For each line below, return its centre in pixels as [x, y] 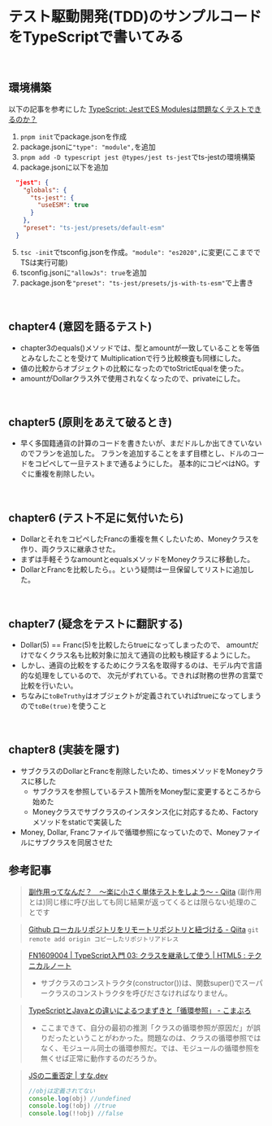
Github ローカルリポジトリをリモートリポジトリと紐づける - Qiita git [144, 929]
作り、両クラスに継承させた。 [70, 549]
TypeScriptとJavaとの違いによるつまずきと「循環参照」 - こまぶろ [140, 1010]
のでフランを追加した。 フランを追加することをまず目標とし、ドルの [135, 454]
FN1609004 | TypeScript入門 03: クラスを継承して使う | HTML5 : [137, 955]
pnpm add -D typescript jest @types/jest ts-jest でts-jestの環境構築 [138, 156]
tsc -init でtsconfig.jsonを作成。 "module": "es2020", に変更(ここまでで [140, 252]
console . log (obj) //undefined [80, 1098]
